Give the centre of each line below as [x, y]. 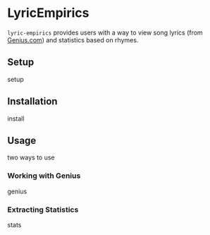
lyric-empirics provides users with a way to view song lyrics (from [105, 32]
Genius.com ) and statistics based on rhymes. [73, 40]
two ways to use [31, 157]
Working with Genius [44, 176]
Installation [32, 101]
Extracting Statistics [43, 210]
